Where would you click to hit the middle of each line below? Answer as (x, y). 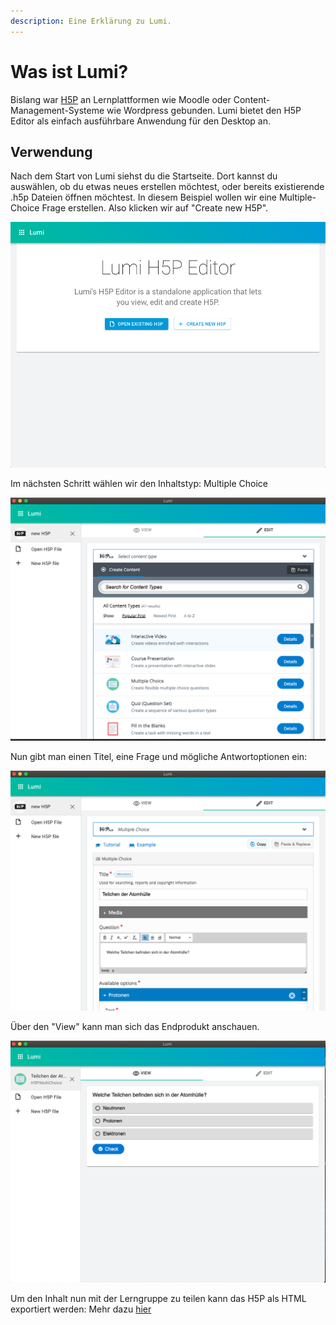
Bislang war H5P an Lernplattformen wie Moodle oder (121, 99)
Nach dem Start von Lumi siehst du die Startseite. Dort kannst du (144, 176)
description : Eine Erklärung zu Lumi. (91, 21)
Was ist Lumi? (69, 71)
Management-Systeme (57, 110)
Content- (252, 99)
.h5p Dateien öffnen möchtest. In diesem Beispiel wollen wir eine (143, 197)
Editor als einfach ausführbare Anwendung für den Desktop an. (141, 121)
